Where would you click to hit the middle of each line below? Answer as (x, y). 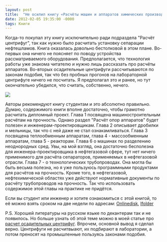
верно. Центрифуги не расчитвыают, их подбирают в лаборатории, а (79, 229)
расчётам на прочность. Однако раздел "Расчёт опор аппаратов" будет (82, 120)
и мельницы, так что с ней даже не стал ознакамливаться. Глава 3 (77, 131)
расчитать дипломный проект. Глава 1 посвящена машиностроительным (83, 115)
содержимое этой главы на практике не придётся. (59, 189)
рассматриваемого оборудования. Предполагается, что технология (78, 59)
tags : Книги (17, 24)
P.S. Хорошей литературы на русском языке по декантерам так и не (78, 213)
